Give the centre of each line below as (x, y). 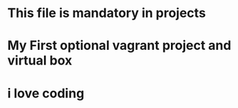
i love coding (46, 93)
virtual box (40, 61)
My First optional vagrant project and (119, 46)
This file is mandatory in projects (107, 13)
